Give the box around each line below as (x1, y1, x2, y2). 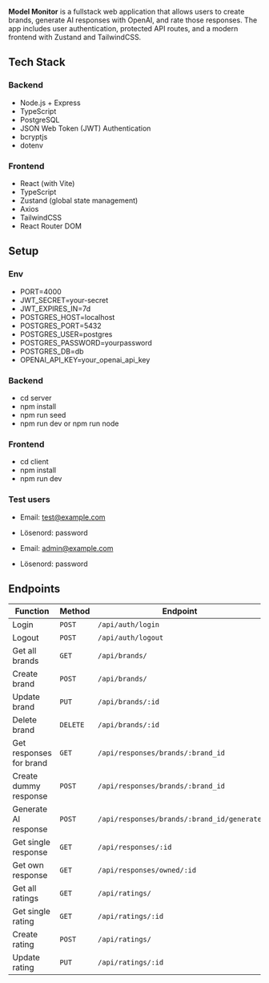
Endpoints (8, 581, 61, 596)
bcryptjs (19, 131, 48, 141)
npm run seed (19, 410, 66, 419)
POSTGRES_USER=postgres (19, 329, 113, 339)
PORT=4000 (19, 286, 62, 296)
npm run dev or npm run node (19, 419, 119, 428)
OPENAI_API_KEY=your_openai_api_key (19, 354, 151, 364)
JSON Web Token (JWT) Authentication (19, 123, 151, 133)
